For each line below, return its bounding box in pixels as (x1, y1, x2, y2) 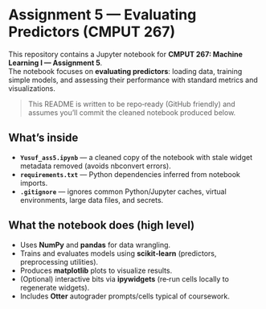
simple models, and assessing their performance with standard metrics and (8, 75, 259, 84)
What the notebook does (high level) (8, 219, 195, 233)
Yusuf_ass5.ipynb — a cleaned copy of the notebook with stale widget (19, 152, 253, 162)
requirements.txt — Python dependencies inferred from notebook (19, 169, 241, 179)
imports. (19, 178, 48, 187)
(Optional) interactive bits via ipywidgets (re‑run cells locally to (19, 274, 229, 283)
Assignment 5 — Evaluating (8, 6, 197, 24)
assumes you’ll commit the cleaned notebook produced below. (27, 107, 236, 117)
